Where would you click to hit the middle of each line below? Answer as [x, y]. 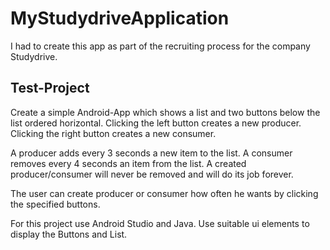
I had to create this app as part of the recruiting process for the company [160, 46]
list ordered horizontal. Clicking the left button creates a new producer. [156, 123]
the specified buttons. [55, 204]
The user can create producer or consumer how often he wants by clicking [164, 193]
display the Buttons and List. [69, 234]
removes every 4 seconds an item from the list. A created [128, 163]
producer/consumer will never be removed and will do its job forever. [152, 174]
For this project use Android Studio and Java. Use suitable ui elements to [160, 223]
